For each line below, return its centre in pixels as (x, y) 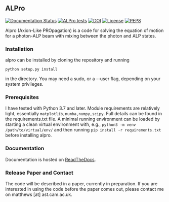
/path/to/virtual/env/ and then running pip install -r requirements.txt (83, 130)
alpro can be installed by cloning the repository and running (68, 60)
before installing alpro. (29, 135)
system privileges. (24, 84)
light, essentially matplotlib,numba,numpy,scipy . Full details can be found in (84, 114)
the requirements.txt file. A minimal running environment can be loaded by (83, 119)
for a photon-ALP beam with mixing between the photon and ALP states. (81, 36)
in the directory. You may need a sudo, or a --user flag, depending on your (83, 79)
